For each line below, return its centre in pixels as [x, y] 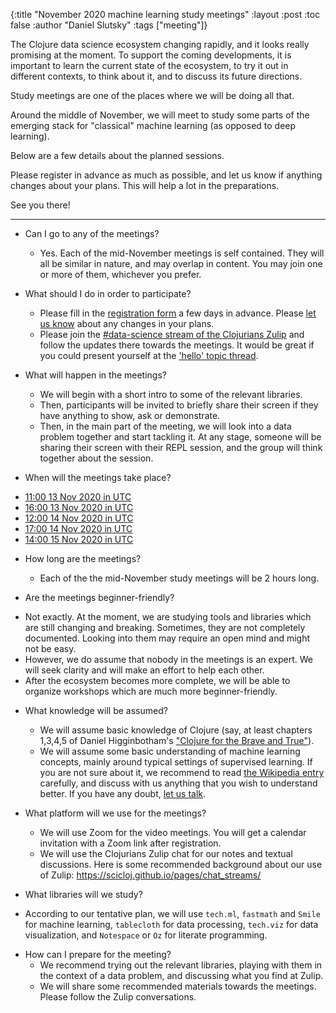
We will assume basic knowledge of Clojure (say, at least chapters [176, 730]
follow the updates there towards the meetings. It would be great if [177, 345]
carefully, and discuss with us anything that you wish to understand [178, 783]
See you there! [40, 205]
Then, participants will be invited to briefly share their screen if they [179, 405]
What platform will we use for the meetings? [115, 813]
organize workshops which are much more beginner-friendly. [151, 691]
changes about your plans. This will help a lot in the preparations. [145, 185]
